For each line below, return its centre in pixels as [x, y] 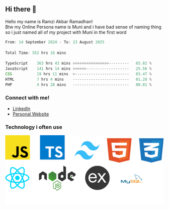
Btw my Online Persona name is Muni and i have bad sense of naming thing [83, 27]
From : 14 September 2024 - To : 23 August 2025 [55, 42]
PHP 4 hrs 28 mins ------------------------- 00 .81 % [78, 85]
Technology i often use [34, 127]
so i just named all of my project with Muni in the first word [66, 32]
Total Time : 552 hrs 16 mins [36, 53]
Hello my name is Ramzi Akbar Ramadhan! [49, 21]
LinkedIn [21, 109]
